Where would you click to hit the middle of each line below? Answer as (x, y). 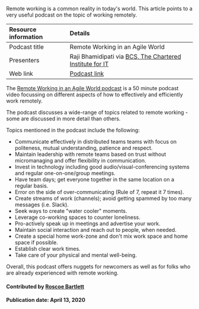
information (26, 37)
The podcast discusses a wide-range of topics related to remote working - (97, 112)
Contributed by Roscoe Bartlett (45, 286)
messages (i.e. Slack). (42, 205)
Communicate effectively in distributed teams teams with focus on (95, 141)
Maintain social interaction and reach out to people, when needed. (95, 230)
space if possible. (36, 242)
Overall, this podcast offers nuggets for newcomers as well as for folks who (98, 267)
